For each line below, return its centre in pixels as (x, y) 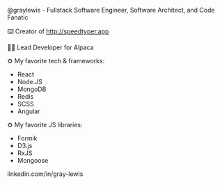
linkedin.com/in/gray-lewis (45, 174)
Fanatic (18, 17)
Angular (29, 111)
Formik (27, 138)
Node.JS (30, 82)
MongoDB (32, 89)
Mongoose (33, 160)
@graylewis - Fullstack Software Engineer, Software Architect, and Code (111, 10)
